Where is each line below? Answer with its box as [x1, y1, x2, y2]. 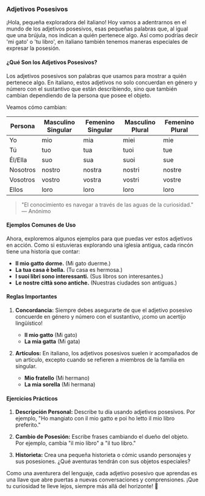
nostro [41, 165, 60, 174]
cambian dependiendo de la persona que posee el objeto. [6, 91, 151, 99]
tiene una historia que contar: [6, 247, 81, 255]
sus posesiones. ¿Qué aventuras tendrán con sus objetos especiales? [15, 458, 191, 465]
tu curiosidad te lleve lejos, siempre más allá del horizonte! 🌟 [6, 483, 159, 490]
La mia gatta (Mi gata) [24, 338, 81, 345]
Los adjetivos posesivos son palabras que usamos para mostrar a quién [6, 72, 187, 79]
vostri [123, 175, 139, 184]
